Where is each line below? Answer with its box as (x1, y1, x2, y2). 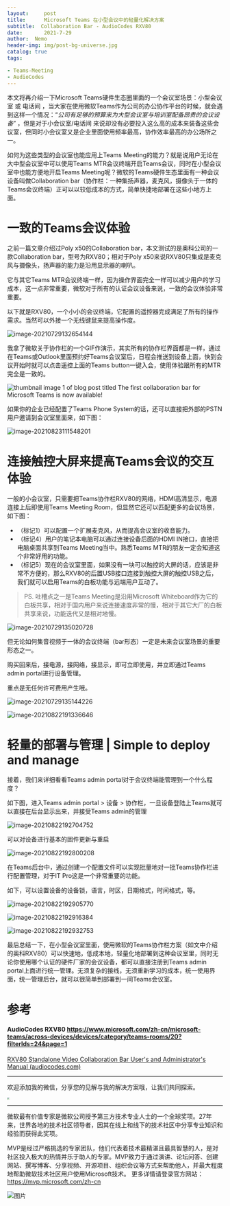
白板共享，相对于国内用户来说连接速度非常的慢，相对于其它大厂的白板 (23, 601, 222, 610)
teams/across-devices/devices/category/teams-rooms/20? (7, 1032, 182, 1041)
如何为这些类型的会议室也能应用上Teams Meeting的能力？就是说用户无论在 (7, 150, 219, 159)
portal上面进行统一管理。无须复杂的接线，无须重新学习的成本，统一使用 (7, 966, 210, 975)
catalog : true (7, 49, 48, 56)
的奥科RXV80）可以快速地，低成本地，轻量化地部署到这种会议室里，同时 (7, 949, 213, 958)
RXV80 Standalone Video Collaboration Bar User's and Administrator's (7, 1055, 207, 1063)
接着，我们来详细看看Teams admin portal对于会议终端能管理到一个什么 (7, 776, 207, 784)
